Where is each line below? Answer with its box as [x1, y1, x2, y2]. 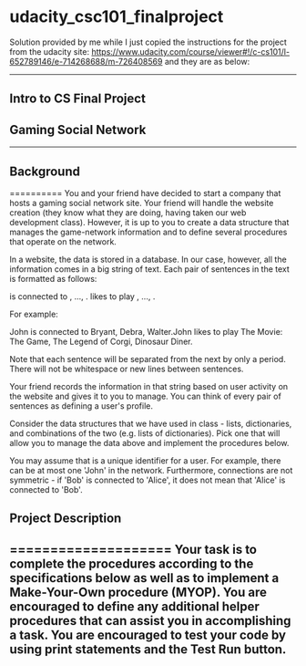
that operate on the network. [9, 235, 117, 247]
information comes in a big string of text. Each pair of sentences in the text [9, 263, 290, 275]
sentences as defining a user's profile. [9, 400, 153, 411]
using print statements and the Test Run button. [9, 641, 287, 657]
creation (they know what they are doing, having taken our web [9, 207, 247, 218]
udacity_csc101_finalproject [9, 6, 224, 27]
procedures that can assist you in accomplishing [9, 613, 291, 629]
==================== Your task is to [9, 541, 258, 557]
